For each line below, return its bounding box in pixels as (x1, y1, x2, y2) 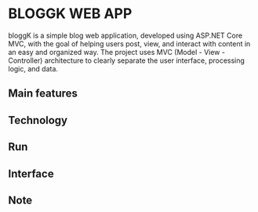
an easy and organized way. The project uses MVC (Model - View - (8, 47, 226, 57)
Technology (8, 113, 68, 126)
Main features (8, 87, 78, 101)
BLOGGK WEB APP (8, 5, 133, 23)
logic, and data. (8, 64, 59, 73)
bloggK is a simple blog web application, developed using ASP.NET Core (8, 31, 243, 40)
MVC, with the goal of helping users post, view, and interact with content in (8, 38, 251, 48)
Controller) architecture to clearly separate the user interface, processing (8, 56, 245, 65)
